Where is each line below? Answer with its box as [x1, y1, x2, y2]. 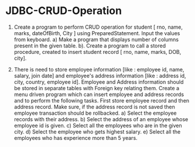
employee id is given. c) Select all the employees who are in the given [13, 122, 182, 129]
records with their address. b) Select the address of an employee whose [13, 115, 189, 122]
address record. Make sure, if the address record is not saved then [13, 103, 175, 110]
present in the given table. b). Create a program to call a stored [13, 42, 166, 49]
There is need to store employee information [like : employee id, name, [13, 66, 184, 73]
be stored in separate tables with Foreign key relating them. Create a [13, 84, 180, 91]
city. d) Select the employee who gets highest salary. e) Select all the [13, 128, 181, 135]
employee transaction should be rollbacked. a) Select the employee [13, 110, 177, 117]
